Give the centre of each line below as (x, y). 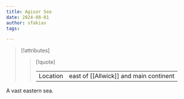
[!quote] (45, 62)
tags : (13, 28)
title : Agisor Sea (29, 12)
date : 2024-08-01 (28, 17)
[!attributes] (35, 51)
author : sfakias (26, 23)
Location (51, 76)
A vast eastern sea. (30, 91)
